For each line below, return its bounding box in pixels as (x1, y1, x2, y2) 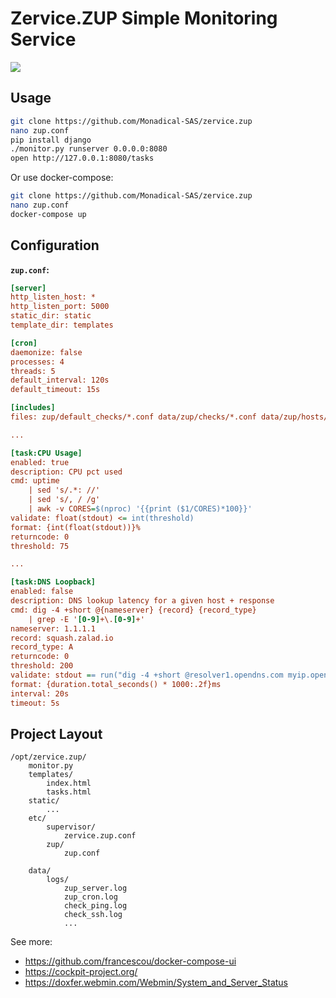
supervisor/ (46, 822, 97, 832)
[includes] (10, 403, 56, 413)
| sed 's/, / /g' (28, 495, 101, 505)
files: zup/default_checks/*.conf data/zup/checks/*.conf (10, 412, 257, 422)
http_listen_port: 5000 (10, 302, 110, 312)
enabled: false (10, 587, 74, 597)
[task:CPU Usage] (10, 448, 83, 458)
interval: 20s (10, 688, 70, 699)
